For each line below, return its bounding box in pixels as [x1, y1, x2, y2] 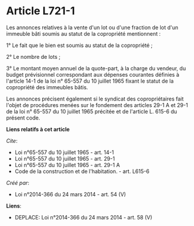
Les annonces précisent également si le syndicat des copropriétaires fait [6, 95, 184, 102]
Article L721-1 [6, 4, 75, 18]
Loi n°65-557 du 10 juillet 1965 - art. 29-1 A [14, 161, 120, 168]
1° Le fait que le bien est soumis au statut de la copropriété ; [6, 42, 153, 49]
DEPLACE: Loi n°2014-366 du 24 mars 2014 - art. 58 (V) [14, 214, 152, 221]
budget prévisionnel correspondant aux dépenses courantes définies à [6, 71, 180, 78]
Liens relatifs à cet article [6, 125, 70, 133]
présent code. [6, 114, 40, 121]
